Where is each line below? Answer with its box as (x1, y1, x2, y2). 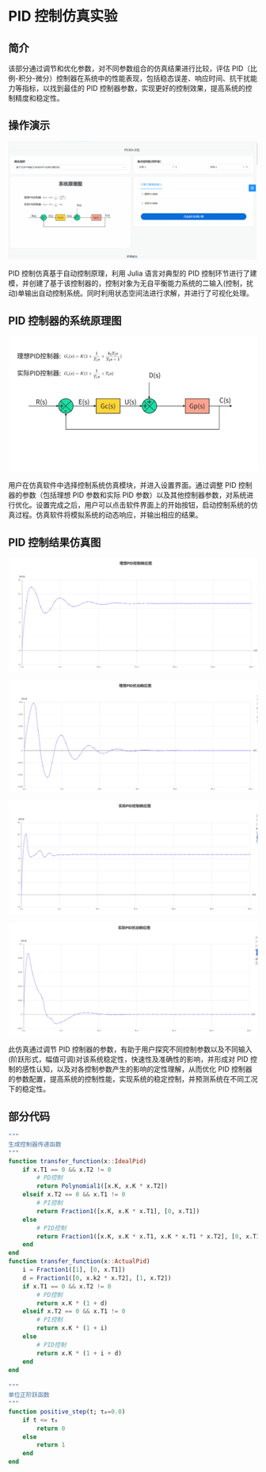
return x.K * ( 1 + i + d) (36, 1349, 123, 1357)
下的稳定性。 (8, 1084, 50, 1094)
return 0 (36, 1424, 66, 1432)
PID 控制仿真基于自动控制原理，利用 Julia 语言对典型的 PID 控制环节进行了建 (8, 268, 257, 278)
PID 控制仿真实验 (8, 7, 118, 25)
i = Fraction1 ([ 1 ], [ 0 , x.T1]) (22, 1266, 126, 1274)
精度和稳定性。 (14, 93, 64, 103)
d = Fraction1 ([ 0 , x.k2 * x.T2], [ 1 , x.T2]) (22, 1274, 172, 1282)
